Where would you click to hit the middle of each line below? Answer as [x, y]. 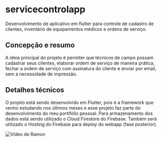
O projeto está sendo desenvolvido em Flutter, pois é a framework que [79, 102]
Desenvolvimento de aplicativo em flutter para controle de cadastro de [80, 24]
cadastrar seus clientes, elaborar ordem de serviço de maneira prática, [80, 63]
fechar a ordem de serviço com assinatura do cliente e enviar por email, [81, 68]
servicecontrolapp [45, 9]
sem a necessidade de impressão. [41, 74]
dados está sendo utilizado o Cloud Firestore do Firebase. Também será [81, 118]
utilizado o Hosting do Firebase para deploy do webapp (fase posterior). [81, 124]
